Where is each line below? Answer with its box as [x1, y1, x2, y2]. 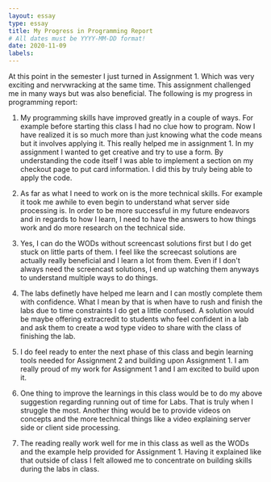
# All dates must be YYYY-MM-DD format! [8, 34, 147, 43]
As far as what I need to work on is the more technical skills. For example [19, 189, 264, 198]
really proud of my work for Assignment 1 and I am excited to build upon [19, 364, 260, 374]
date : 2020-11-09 [8, 42, 67, 50]
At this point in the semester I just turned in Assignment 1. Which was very [8, 72, 255, 81]
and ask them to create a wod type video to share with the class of [19, 323, 242, 332]
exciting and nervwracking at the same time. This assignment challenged [8, 80, 252, 90]
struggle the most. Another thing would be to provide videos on [19, 405, 231, 415]
